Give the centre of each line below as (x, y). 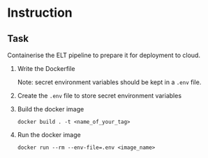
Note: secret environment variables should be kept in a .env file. (109, 82)
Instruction (40, 13)
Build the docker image (51, 109)
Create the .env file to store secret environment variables (99, 96)
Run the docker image (49, 135)
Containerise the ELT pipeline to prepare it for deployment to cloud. (104, 55)
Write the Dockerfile (46, 69)
